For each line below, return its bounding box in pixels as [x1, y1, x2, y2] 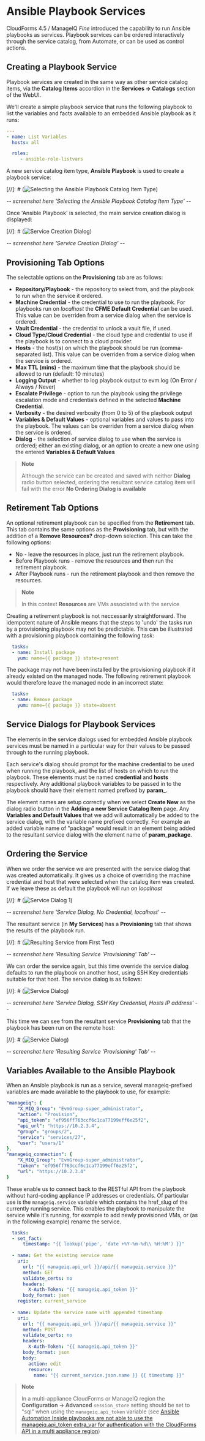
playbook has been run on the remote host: [6, 1024, 115, 1031]
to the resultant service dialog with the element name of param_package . [6, 831, 193, 838]
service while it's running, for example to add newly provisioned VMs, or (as [6, 1211, 198, 1219]
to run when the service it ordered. [15, 292, 103, 299]
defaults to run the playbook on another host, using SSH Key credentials [6, 968, 188, 976]
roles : [12, 150, 29, 157]
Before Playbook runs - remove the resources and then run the [15, 557, 174, 565]
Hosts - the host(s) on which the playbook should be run [15, 344, 159, 351]
